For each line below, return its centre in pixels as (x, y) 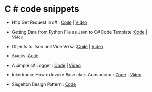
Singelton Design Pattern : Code (44, 84)
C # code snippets (42, 9)
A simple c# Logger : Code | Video (46, 65)
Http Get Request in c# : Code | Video (49, 22)
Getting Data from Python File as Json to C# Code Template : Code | (79, 32)
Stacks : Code (25, 56)
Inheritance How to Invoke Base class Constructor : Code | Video (76, 74)
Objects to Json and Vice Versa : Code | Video (57, 46)
